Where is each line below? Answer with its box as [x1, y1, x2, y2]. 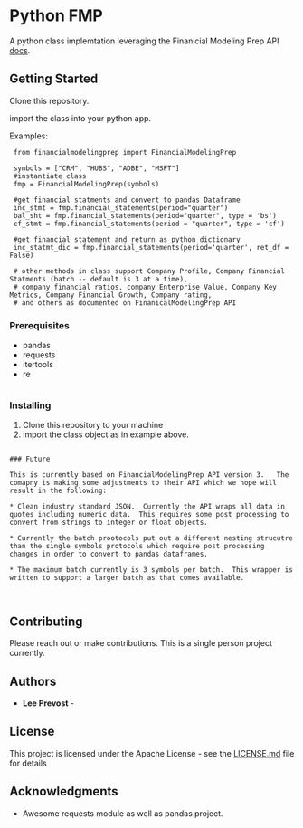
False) [9, 251, 34, 260]
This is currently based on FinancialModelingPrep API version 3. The [9, 471, 289, 480]
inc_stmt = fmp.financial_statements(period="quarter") [13, 203, 229, 213]
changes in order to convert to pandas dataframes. [9, 549, 208, 559]
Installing [9, 399, 52, 412]
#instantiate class [13, 171, 88, 181]
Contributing [9, 614, 83, 629]
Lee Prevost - [22, 698, 75, 709]
